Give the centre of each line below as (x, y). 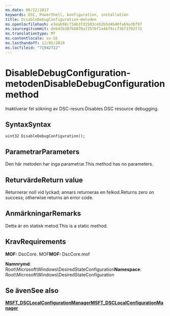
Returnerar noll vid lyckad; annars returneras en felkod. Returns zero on (80, 192)
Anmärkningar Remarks (43, 214)
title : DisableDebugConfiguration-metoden (51, 19)
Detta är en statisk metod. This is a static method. (56, 226)
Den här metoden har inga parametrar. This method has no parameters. (79, 164)
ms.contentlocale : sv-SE (32, 39)
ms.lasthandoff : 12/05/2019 (35, 43)
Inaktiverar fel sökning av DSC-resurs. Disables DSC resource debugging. (82, 108)
